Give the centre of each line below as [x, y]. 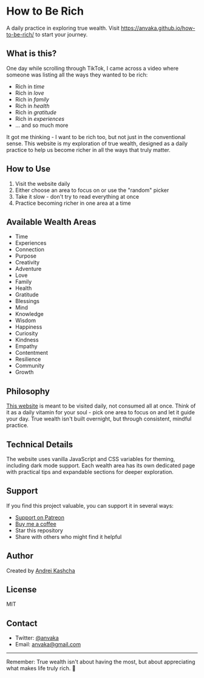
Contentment [32, 353]
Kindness [27, 340]
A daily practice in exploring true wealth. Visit [63, 28]
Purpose [26, 256]
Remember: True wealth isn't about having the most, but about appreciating [101, 662]
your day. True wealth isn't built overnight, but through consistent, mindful [99, 419]
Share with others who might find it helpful [68, 536]
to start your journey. [62, 34]
